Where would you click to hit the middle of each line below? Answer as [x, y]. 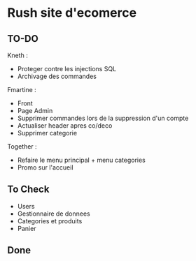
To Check [28, 189]
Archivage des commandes [57, 76]
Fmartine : [22, 90]
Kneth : [17, 55]
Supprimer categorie [47, 133]
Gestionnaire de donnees [54, 214]
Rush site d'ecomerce [72, 13]
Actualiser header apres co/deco [65, 126]
